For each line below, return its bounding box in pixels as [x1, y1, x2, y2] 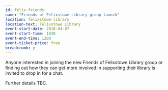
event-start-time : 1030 [5, 31, 56, 36]
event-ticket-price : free [5, 41, 60, 46]
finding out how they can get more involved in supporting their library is [5, 65, 155, 71]
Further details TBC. [5, 80, 47, 86]
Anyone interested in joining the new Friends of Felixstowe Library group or [5, 59, 163, 65]
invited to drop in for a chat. [5, 70, 64, 76]
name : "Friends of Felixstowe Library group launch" [5, 12, 120, 17]
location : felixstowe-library [5, 17, 70, 22]
